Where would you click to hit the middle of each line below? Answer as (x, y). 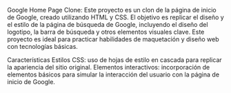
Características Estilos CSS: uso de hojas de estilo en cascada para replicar (114, 60)
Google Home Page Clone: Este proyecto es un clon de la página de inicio (112, 10)
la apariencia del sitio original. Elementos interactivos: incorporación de (109, 67)
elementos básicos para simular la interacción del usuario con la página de (113, 74)
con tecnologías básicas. (42, 46)
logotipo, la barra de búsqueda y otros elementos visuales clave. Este (106, 32)
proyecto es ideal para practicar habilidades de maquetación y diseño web (113, 39)
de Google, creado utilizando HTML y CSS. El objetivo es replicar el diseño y (115, 17)
